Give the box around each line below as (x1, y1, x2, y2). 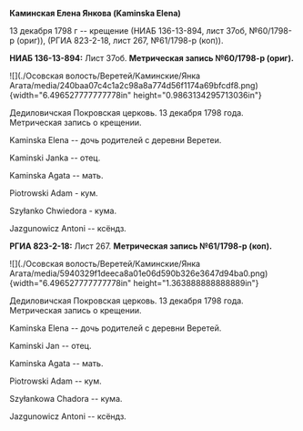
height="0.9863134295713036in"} (133, 90, 262, 100)
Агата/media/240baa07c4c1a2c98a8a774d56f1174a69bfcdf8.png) (9, 80, 259, 90)
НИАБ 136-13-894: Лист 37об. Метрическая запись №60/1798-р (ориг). (9, 53, 294, 63)
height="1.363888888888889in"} (133, 278, 259, 288)
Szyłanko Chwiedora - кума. (9, 205, 116, 216)
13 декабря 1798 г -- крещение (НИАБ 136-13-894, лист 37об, (9, 26, 247, 36)
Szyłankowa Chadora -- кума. (9, 394, 123, 404)
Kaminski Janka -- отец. (9, 152, 101, 163)
